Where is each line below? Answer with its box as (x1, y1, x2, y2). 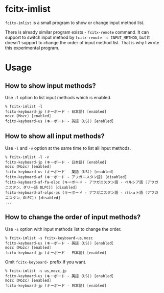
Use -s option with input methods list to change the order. (5, 226, 122, 232)
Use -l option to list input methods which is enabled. (5, 94, 112, 100)
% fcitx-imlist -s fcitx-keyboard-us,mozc (5, 236, 93, 240)
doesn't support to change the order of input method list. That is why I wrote (5, 39, 160, 45)
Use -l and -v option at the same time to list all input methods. (5, 145, 131, 151)
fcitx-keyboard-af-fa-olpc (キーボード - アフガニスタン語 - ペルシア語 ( (5, 180, 148, 185)
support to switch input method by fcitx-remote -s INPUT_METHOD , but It (5, 34, 150, 40)
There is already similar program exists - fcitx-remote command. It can (5, 29, 149, 35)
